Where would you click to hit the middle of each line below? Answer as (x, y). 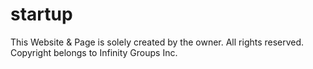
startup (41, 14)
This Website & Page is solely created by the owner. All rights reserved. (157, 42)
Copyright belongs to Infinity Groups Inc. (94, 52)
